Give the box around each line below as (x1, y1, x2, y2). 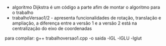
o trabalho (12, 9, 34, 15)
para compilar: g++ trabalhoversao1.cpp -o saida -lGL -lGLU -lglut (5, 35, 142, 41)
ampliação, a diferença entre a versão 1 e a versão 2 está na (12, 20, 137, 26)
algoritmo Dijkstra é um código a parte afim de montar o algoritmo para (12, 4, 160, 10)
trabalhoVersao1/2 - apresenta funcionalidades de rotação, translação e (12, 15, 161, 20)
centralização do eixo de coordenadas (12, 25, 92, 31)
